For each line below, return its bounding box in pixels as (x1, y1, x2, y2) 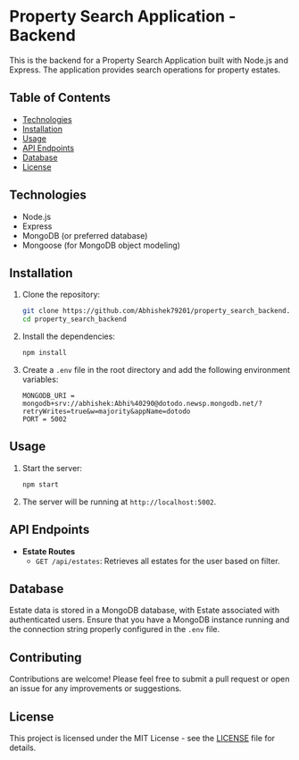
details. (9, 742, 37, 753)
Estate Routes (21, 545, 76, 556)
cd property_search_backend (21, 315, 127, 324)
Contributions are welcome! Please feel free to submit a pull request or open (9, 673, 290, 685)
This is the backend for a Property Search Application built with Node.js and (9, 55, 288, 65)
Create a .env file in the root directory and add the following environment (21, 365, 291, 375)
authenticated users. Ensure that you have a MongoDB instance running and (9, 614, 290, 625)
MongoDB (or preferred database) (21, 230, 148, 241)
